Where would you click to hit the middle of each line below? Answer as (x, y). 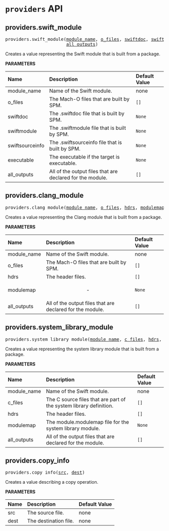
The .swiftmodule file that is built (88, 128)
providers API (34, 9)
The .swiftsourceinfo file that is (86, 142)
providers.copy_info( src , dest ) (45, 473)
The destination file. (50, 521)
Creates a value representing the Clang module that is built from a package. (84, 217)
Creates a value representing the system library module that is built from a (82, 349)
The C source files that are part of (86, 399)
